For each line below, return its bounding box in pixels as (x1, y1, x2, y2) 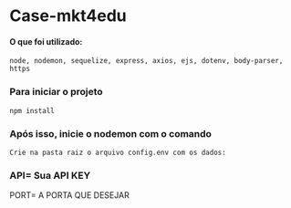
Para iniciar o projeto (9, 86, 103, 99)
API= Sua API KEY (9, 169, 91, 182)
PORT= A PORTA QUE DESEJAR (9, 190, 130, 201)
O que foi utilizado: (9, 36, 83, 47)
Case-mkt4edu (9, 5, 127, 26)
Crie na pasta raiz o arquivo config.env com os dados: (9, 148, 226, 157)
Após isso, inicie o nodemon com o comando (9, 127, 213, 140)
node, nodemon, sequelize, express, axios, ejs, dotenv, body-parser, (9, 57, 284, 66)
